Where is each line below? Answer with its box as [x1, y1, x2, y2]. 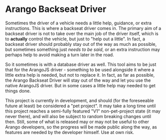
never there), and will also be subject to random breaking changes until [5, 113, 151, 119]
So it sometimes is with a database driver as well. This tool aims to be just [5, 61, 157, 67]
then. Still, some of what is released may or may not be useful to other [5, 119, 150, 125]
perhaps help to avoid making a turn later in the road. [5, 51, 114, 58]
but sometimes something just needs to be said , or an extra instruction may [5, 46, 161, 52]
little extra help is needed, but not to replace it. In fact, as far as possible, [5, 72, 155, 78]
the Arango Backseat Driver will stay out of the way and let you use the [5, 77, 151, 83]
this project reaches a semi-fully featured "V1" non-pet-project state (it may [5, 108, 161, 114]
